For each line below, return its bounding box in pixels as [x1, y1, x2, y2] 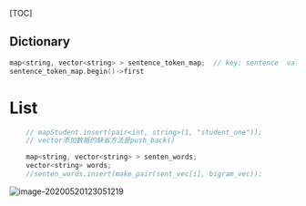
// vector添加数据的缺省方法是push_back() [25, 136, 176, 145]
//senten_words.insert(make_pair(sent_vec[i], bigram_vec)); [25, 170, 262, 179]
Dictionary [9, 34, 71, 49]
